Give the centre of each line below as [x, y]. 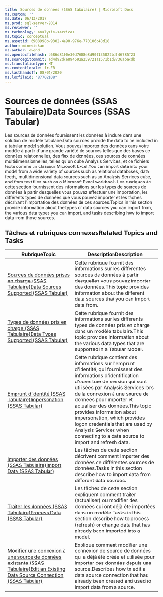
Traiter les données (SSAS [37, 506]
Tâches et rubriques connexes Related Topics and [81, 233]
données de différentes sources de [114, 462]
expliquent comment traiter [105, 494]
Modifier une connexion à [37, 550]
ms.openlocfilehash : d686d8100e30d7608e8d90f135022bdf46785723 [70, 55]
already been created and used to [113, 581]
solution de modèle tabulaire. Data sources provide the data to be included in [81, 140]
